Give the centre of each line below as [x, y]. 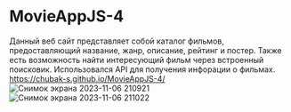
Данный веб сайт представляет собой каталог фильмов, [117, 41]
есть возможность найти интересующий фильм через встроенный [137, 60]
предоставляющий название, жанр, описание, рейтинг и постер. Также [145, 50]
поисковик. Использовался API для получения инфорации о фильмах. [142, 69]
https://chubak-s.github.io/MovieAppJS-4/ [88, 78]
